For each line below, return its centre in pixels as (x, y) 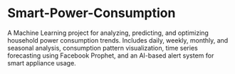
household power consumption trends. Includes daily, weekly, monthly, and (118, 40)
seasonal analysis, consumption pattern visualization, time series (103, 48)
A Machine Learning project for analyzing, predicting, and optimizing (108, 33)
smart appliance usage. (42, 63)
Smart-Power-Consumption (92, 13)
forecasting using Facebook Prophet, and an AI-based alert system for (111, 55)
